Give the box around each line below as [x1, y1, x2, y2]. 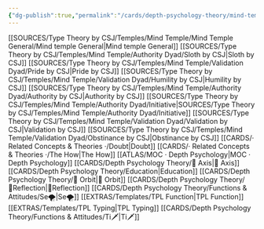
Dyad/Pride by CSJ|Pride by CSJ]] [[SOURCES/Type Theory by [8, 66, 213, 75]
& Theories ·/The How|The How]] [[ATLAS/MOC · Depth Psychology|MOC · [8, 150, 251, 159]
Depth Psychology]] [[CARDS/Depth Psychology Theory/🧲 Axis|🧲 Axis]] [8, 158, 240, 167]
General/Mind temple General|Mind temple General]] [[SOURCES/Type [8, 41, 237, 51]
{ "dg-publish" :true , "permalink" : [8, 11, 118, 20]
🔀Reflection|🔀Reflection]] [8, 183, 90, 192]
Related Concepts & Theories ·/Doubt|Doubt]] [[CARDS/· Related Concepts [8, 141, 250, 151]
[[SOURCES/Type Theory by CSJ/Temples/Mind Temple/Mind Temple [8, 33, 234, 42]
